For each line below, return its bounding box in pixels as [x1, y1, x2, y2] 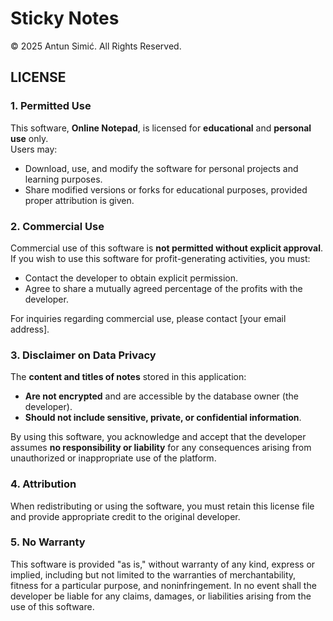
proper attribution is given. [24, 194, 135, 206]
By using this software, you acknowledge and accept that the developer [10, 431, 307, 443]
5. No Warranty [10, 535, 86, 549]
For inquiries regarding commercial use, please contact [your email [10, 312, 287, 324]
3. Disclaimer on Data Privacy [10, 348, 157, 362]
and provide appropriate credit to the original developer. [10, 510, 241, 522]
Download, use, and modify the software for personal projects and [24, 162, 299, 174]
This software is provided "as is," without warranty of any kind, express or [10, 558, 316, 570]
